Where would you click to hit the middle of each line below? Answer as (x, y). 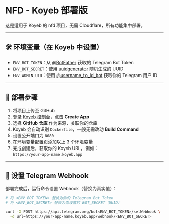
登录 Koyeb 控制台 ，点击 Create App (51, 117)
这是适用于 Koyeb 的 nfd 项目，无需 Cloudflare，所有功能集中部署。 (75, 25)
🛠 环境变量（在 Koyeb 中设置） (54, 48)
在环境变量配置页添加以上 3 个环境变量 (53, 142)
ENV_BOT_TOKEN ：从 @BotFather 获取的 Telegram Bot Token (73, 62)
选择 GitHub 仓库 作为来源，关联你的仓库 (55, 123)
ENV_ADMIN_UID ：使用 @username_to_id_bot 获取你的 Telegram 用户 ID (85, 75)
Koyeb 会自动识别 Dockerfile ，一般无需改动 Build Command (76, 129)
